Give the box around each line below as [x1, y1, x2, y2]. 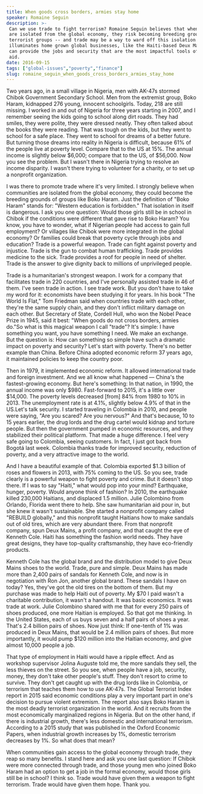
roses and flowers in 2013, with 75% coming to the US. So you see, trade [6, 469, 188, 476]
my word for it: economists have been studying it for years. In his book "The [6, 291, 195, 299]
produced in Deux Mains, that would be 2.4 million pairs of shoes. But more [6, 629, 194, 636]
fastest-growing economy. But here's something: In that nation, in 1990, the [6, 380, 194, 388]
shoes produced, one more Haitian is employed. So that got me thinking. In [6, 609, 192, 617]
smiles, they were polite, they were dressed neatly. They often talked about [6, 119, 193, 127]
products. [6, 546, 30, 554]
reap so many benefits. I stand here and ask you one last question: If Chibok [6, 755, 196, 763]
